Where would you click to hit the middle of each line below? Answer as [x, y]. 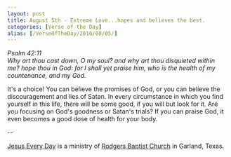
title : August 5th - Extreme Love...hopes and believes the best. [106, 20]
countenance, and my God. [47, 76]
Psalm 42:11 [25, 53]
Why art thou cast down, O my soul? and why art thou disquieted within [111, 61]
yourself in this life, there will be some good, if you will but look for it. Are [113, 104]
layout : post [26, 14]
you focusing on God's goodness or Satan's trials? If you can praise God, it [115, 111]
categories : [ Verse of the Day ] [54, 27]
